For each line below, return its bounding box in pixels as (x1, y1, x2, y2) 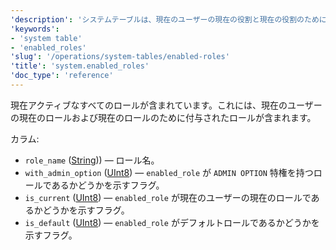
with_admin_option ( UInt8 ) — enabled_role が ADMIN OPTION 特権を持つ (24, 166, 314, 178)
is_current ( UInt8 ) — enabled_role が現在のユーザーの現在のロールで (24, 191, 312, 203)
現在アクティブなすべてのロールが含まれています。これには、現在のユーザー (10, 99, 323, 111)
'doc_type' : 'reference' (10, 71, 114, 81)
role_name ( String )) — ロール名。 (24, 154, 160, 166)
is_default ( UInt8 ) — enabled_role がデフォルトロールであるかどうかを (24, 216, 320, 228)
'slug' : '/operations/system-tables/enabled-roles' (10, 52, 230, 62)
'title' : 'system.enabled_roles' (10, 61, 150, 71)
